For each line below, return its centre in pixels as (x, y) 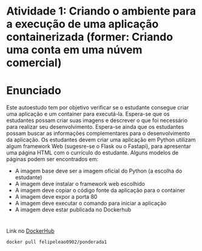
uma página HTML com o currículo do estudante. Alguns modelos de (93, 153)
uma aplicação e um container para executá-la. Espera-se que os (88, 114)
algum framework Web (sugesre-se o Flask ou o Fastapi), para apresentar (99, 146)
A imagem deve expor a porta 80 (56, 197)
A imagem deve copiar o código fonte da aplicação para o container (100, 190)
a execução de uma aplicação (82, 24)
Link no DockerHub (30, 231)
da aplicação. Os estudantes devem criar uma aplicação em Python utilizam (101, 140)
